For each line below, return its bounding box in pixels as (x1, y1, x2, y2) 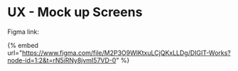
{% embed (7, 41, 39, 49)
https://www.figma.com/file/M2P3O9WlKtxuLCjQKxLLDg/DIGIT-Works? (21, 49, 231, 57)
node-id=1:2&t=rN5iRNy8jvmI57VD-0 (7, 56, 117, 64)
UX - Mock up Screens (7, 4, 143, 20)
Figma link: (7, 27, 40, 36)
